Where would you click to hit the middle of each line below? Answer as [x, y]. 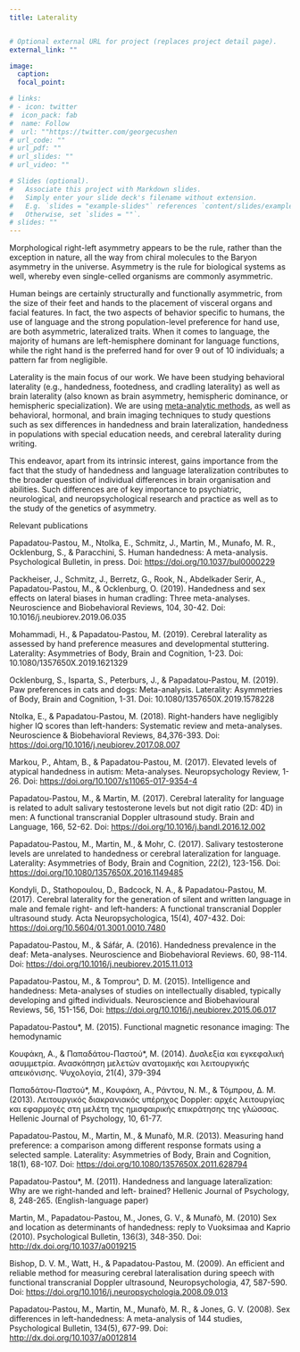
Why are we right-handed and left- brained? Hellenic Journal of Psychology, [150, 1191]
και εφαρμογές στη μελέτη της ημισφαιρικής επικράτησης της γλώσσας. [144, 1109]
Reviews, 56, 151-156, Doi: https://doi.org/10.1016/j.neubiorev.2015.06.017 [143, 1010]
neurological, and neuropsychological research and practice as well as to [144, 499]
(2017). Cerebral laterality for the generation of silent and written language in [150, 900]
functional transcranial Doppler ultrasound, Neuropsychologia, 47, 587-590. [149, 1282]
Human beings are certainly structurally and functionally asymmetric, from [146, 294]
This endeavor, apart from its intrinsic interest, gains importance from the [144, 461]
